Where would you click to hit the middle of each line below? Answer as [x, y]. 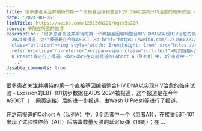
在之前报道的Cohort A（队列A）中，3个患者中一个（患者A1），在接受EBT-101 [100, 114]
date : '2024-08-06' [31, 17]
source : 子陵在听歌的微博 [35, 29]
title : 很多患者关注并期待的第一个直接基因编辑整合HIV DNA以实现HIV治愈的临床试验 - [101, 12]
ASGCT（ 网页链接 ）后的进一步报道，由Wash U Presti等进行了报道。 [94, 100]
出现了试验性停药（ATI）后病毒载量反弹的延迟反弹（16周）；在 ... [86, 122]
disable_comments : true [36, 68]
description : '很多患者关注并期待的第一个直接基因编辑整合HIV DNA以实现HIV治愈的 [99, 34]
